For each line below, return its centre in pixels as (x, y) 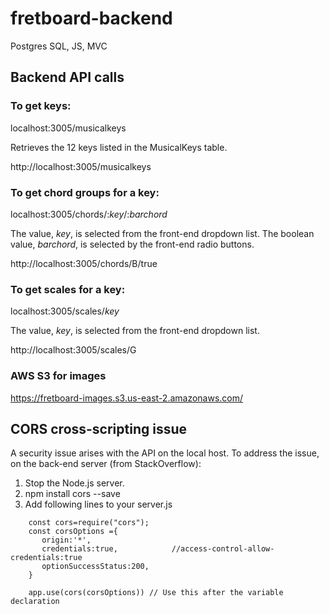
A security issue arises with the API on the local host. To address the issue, (165, 453)
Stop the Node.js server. (74, 483)
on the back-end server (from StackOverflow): (106, 464)
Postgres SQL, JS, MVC (59, 46)
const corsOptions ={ (73, 532)
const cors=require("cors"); (89, 523)
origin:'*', (66, 540)
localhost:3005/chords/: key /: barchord (89, 214)
